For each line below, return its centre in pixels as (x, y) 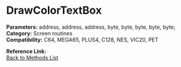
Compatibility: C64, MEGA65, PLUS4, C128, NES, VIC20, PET (82, 39)
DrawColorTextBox (54, 10)
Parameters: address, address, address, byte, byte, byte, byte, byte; (91, 27)
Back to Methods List (32, 57)
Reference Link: (26, 51)
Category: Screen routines (40, 33)
